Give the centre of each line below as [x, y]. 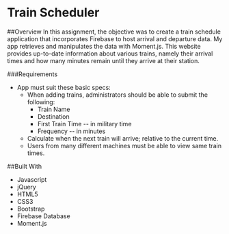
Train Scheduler [53, 13]
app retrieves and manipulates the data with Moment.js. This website [104, 46]
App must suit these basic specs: [64, 87]
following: [41, 102]
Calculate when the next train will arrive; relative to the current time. [123, 138]
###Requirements [32, 74]
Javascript [32, 179]
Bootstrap [31, 209]
